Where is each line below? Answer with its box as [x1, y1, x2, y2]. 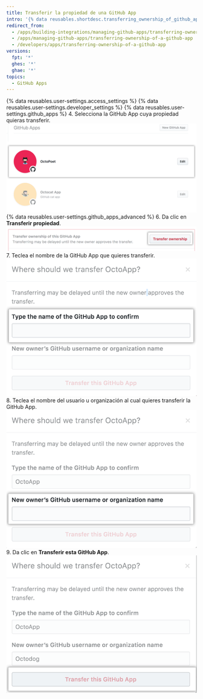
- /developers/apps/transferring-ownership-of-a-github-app [11, 42, 166, 48]
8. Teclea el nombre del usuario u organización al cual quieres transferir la [6, 397, 191, 404]
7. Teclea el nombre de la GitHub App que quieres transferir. [6, 251, 155, 259]
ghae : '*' [11, 67, 36, 73]
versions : [6, 48, 31, 55]
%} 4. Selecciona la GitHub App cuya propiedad [59, 110, 179, 118]
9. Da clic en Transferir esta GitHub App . [6, 549, 109, 556]
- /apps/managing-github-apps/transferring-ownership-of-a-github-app [11, 35, 193, 42]
